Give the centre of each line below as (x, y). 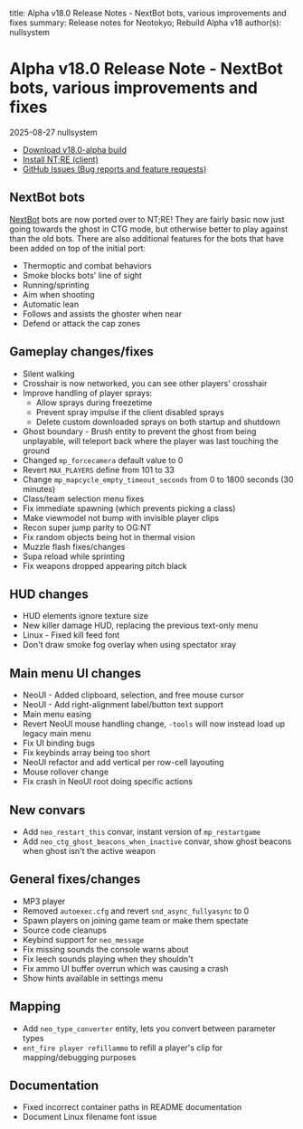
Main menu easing (57, 715)
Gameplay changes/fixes (81, 352)
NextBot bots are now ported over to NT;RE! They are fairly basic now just (147, 219)
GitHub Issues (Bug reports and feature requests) (114, 169)
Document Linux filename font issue (90, 1117)
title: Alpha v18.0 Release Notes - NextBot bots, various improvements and (148, 13)
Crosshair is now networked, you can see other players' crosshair (145, 383)
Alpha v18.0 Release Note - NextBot (146, 69)
